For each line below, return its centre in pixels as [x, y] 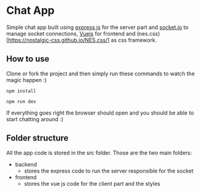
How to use [28, 59]
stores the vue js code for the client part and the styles [92, 183]
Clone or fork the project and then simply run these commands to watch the [101, 74]
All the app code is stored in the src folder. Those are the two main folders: [99, 153]
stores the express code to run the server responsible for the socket [109, 171]
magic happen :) [27, 80]
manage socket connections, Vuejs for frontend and [71, 33]
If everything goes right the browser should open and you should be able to [100, 113]
